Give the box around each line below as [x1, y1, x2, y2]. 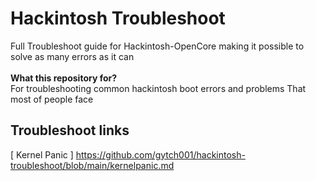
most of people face [10, 93, 94, 105]
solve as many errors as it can [10, 50, 135, 62]
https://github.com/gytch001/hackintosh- [75, 148, 246, 161]
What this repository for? [10, 72, 118, 84]
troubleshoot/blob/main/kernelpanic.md [10, 159, 175, 171]
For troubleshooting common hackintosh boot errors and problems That [10, 82, 307, 94]
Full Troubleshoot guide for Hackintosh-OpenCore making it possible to [10, 40, 305, 52]
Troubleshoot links [10, 122, 130, 139]
